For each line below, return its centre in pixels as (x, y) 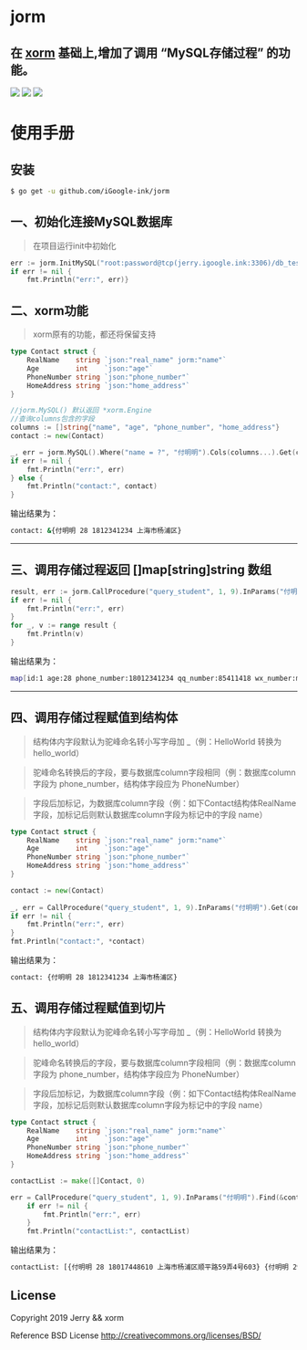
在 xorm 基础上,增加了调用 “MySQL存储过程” (137, 52)
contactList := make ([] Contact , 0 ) (78, 1181)
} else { (27, 478)
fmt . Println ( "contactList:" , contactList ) (108, 1231)
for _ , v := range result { (64, 626)
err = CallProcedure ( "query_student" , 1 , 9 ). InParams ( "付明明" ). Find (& (147, 1198)
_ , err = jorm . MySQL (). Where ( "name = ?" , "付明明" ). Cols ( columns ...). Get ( (153, 452)
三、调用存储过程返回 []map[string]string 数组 (141, 570)
